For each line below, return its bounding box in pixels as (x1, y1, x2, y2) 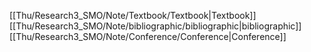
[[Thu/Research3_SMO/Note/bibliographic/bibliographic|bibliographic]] (9, 20, 302, 32)
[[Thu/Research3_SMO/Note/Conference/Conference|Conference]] (9, 31, 287, 42)
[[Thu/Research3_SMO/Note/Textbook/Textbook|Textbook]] (9, 10, 257, 21)
